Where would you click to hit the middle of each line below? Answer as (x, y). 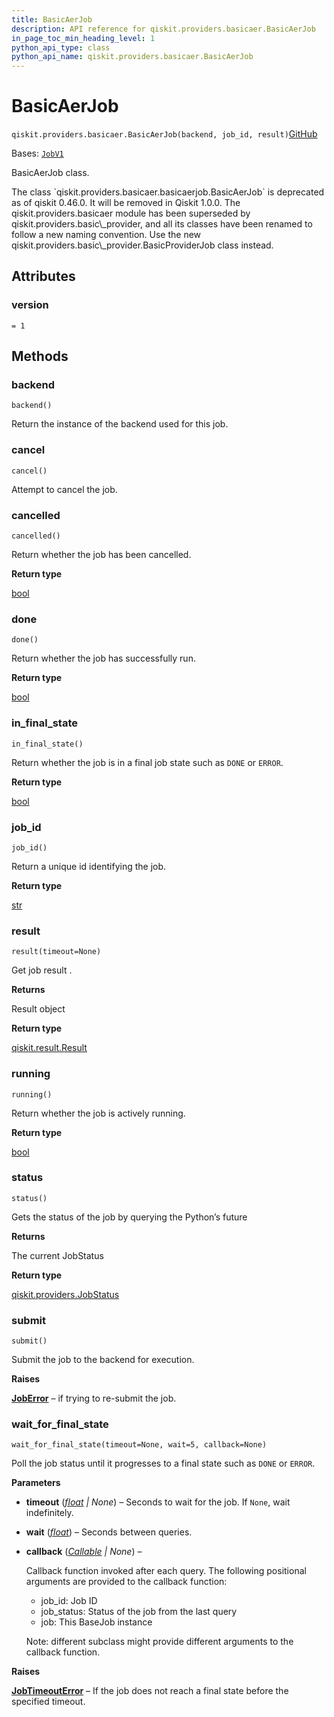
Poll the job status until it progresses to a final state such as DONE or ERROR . (163, 1463)
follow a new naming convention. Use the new (106, 235)
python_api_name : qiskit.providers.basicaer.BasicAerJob (132, 57)
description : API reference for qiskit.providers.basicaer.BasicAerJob (163, 29)
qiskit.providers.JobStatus (65, 1294)
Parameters (36, 1483)
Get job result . (42, 970)
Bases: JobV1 (37, 153)
